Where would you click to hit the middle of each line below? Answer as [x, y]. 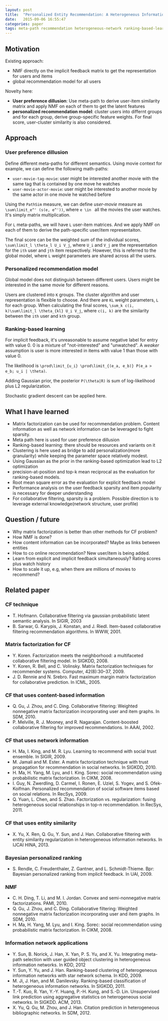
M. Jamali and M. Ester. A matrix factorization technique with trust [80, 762]
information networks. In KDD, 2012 [49, 965]
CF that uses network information [47, 741]
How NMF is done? [32, 537]
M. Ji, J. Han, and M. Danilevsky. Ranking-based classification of [79, 981]
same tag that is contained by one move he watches [66, 183]
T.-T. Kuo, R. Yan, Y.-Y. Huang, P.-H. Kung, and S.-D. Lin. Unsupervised [86, 991]
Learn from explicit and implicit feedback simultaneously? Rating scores [86, 558]
